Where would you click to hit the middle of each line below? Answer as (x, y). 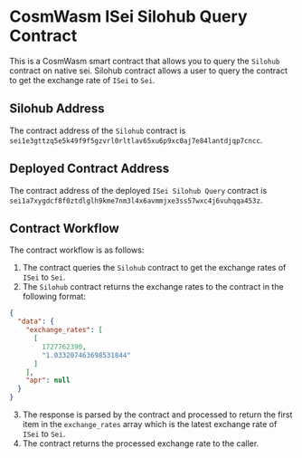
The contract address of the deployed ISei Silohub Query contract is (138, 190)
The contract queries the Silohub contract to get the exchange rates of (154, 268)
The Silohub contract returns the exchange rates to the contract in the (153, 287)
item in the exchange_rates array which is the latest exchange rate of (150, 424)
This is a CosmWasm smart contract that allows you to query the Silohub (145, 61)
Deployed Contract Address (90, 169)
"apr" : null (48, 381)
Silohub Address (57, 109)
